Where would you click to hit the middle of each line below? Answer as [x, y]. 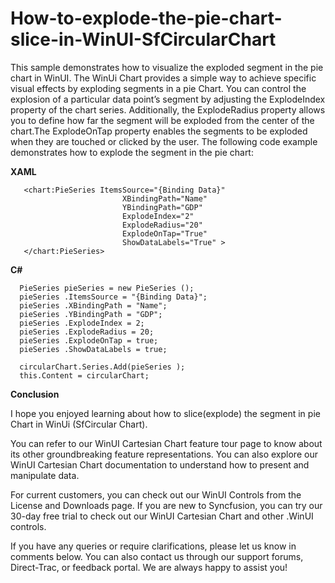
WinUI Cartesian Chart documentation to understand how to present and [160, 464]
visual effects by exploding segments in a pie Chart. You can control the [158, 88]
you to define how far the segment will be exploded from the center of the [162, 120]
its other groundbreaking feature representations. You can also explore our [164, 454]
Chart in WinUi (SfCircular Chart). [79, 424]
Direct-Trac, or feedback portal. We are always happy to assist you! [149, 567]
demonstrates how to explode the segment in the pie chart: [132, 152]
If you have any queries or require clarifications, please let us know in [153, 546]
